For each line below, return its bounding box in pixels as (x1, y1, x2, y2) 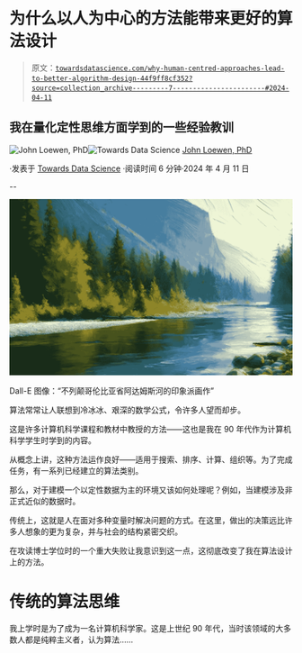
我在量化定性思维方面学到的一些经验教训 (9, 120, 234, 135)
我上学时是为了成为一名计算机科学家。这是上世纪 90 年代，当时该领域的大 (9, 623, 284, 634)
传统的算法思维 (9, 592, 120, 612)
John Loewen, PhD (182, 144, 253, 155)
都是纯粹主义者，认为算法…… (24, 634, 134, 645)
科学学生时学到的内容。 (9, 435, 96, 446)
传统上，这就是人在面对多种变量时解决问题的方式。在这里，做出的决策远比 (9, 515, 285, 526)
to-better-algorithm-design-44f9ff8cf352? (31, 74, 193, 83)
